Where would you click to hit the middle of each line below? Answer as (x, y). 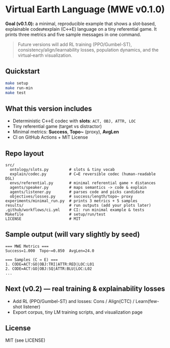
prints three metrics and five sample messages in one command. (73, 34)
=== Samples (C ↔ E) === (32, 259)
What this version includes (49, 108)
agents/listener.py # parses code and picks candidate (77, 192)
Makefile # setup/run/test (55, 214)
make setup (17, 83)
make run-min (19, 88)
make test (16, 93)
